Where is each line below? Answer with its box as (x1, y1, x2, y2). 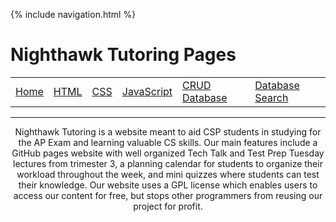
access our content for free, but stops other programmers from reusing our (13, 189, 323, 201)
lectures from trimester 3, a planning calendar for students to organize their (13, 157, 323, 169)
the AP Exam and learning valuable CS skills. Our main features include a (18, 136, 318, 148)
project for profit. (133, 200, 203, 212)
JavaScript (121, 84, 173, 98)
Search (254, 90, 289, 104)
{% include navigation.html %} (10, 9, 137, 20)
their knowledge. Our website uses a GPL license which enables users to (18, 179, 318, 191)
